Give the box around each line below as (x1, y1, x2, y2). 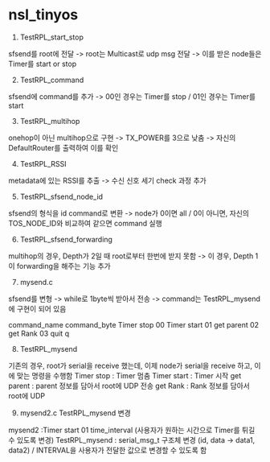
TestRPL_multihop (19, 116, 80, 126)
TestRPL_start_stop (19, 32, 84, 42)
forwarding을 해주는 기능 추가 (16, 261, 111, 270)
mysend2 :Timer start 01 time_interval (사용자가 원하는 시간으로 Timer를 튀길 (8, 425, 256, 435)
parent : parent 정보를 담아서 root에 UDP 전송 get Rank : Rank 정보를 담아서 (8, 381, 251, 390)
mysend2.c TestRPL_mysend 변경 (19, 408, 131, 418)
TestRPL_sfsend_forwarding (19, 234, 112, 244)
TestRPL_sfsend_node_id (19, 192, 103, 201)
